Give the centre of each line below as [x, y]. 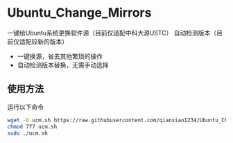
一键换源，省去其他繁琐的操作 [60, 56]
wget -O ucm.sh [29, 120]
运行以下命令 [25, 107]
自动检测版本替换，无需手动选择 [63, 65]
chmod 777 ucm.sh [32, 126]
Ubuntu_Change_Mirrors [79, 13]
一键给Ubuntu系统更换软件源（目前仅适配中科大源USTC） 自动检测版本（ [112, 33]
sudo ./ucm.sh [28, 133]
